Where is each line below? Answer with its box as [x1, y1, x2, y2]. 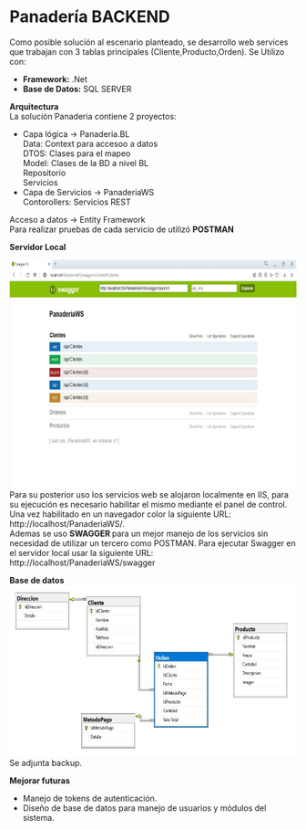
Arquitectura [9, 100, 59, 111]
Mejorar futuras [9, 774, 71, 786]
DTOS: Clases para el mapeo [22, 148, 131, 159]
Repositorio [22, 167, 66, 178]
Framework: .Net [22, 73, 88, 84]
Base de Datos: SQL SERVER [22, 83, 132, 94]
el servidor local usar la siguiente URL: [9, 547, 154, 558]
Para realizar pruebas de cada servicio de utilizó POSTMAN [9, 224, 234, 235]
